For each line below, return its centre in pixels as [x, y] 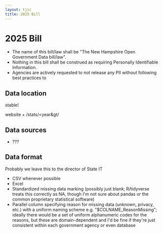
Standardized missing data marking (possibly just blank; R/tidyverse [81, 188]
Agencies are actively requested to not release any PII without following [84, 73]
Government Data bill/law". [39, 57]
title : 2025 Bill [23, 14]
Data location [26, 93]
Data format [24, 157]
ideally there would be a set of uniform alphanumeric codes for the [79, 215]
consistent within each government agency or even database [74, 225]
